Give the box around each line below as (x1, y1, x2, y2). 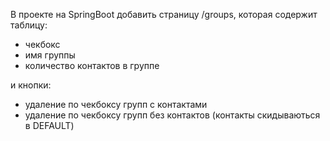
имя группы (24, 49, 76, 61)
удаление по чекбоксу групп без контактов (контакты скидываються (24, 109, 321, 121)
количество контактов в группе (24, 60, 160, 71)
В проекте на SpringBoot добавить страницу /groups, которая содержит (10, 9, 318, 20)
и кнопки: (10, 79, 52, 91)
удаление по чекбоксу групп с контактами (24, 99, 208, 110)
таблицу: (10, 19, 48, 31)
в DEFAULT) (24, 120, 75, 131)
